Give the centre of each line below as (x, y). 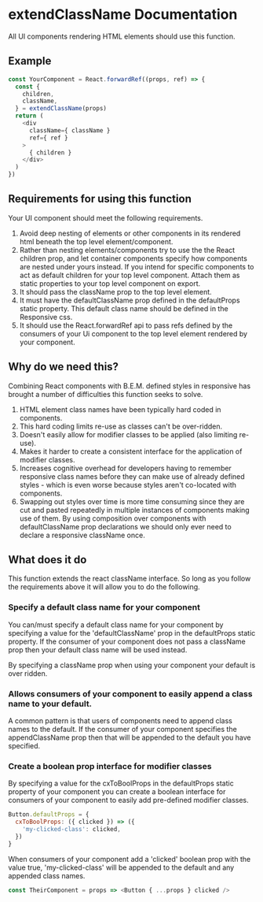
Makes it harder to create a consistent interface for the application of (131, 451)
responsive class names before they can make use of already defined (132, 476)
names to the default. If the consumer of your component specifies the (122, 729)
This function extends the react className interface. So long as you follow (130, 579)
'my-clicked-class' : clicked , (72, 830)
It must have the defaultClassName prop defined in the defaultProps (130, 300)
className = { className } (69, 130)
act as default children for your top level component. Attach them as (130, 275)
